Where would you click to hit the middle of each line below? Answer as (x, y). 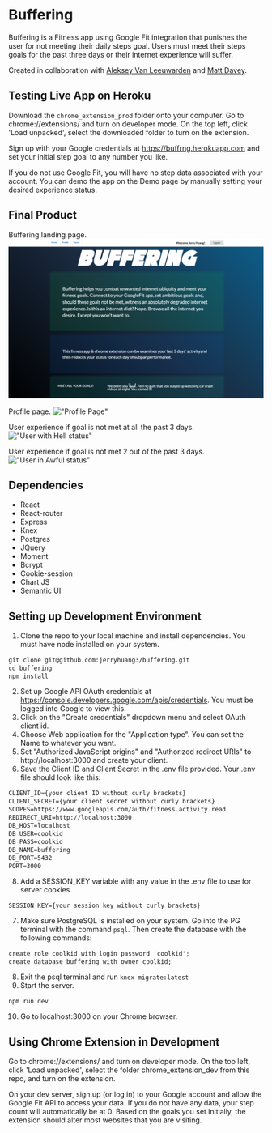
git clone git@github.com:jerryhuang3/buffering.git (99, 660)
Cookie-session (46, 573)
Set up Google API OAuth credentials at (86, 692)
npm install (28, 677)
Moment (34, 556)
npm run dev (28, 1002)
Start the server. (47, 986)
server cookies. (46, 890)
